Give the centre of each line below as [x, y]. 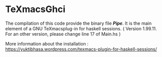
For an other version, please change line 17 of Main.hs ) [63, 34]
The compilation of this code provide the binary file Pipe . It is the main [78, 23]
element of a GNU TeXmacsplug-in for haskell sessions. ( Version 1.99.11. [81, 28]
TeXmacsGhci [35, 9]
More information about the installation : [47, 43]
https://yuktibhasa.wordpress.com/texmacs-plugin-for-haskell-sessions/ [81, 49]
